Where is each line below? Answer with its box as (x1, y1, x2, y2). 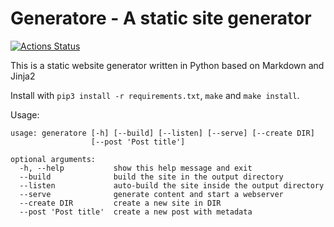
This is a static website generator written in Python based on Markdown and (10, 59, 325, 71)
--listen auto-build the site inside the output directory (19, 180, 325, 191)
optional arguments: (10, 154, 97, 164)
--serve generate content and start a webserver (19, 189, 284, 199)
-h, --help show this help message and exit (19, 163, 253, 173)
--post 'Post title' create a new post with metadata (19, 207, 253, 217)
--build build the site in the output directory (19, 172, 284, 182)
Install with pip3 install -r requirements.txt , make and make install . (10, 89, 300, 101)
